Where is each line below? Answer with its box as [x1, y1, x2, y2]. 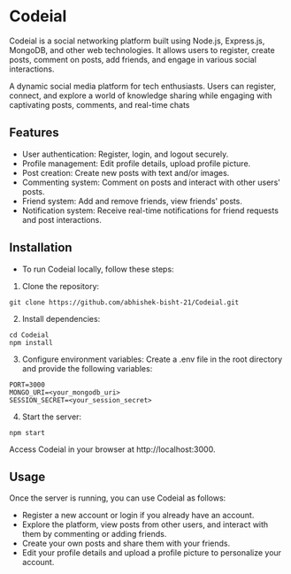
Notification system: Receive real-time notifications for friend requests [21, 205, 279, 216]
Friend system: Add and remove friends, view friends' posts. [21, 195, 243, 206]
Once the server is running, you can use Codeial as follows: [9, 493, 226, 503]
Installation [9, 241, 73, 256]
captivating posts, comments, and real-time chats [9, 99, 190, 110]
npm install [9, 338, 53, 347]
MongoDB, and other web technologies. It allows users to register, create [9, 44, 276, 55]
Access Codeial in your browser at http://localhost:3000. [9, 444, 216, 455]
